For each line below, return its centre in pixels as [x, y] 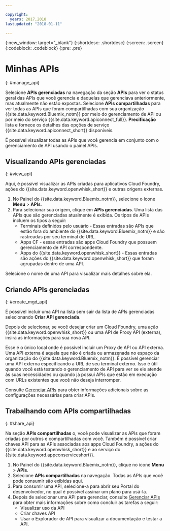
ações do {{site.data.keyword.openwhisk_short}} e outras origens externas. [84, 189]
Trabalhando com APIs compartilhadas [68, 411]
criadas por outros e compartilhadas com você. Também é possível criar [81, 439]
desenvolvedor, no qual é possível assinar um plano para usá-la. [80, 491]
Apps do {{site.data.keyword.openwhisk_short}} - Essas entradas [89, 253]
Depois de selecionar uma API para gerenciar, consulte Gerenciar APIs [86, 497]
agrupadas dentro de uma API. [52, 264]
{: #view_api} [19, 174]
